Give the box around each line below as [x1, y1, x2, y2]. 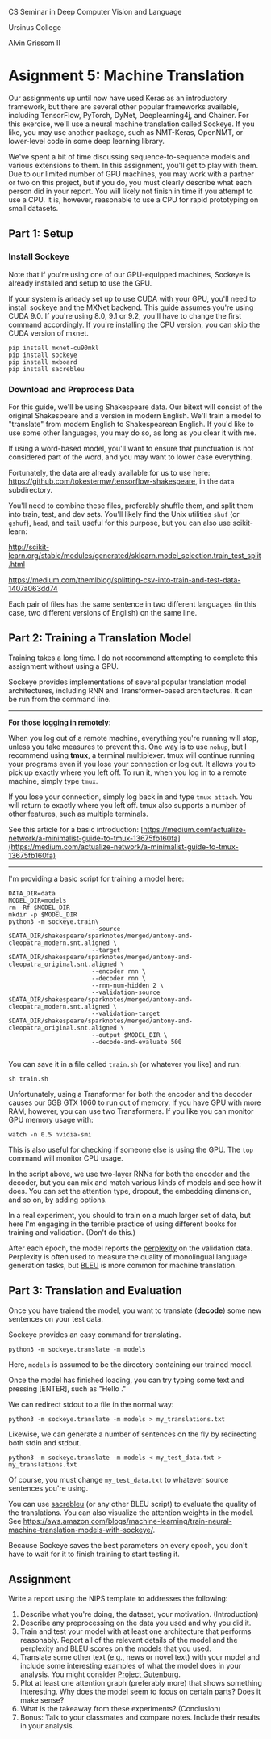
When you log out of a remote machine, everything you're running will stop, [8, 733, 260, 743]
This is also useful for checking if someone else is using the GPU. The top [8, 1145, 254, 1154]
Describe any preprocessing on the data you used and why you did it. [19, 1618, 252, 1628]
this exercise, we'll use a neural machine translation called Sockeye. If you [8, 119, 255, 129]
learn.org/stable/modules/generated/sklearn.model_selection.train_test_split [8, 550, 261, 561]
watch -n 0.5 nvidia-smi [8, 1130, 92, 1139]
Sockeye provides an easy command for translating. [8, 1330, 181, 1339]
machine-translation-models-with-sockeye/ [8, 1525, 153, 1534]
